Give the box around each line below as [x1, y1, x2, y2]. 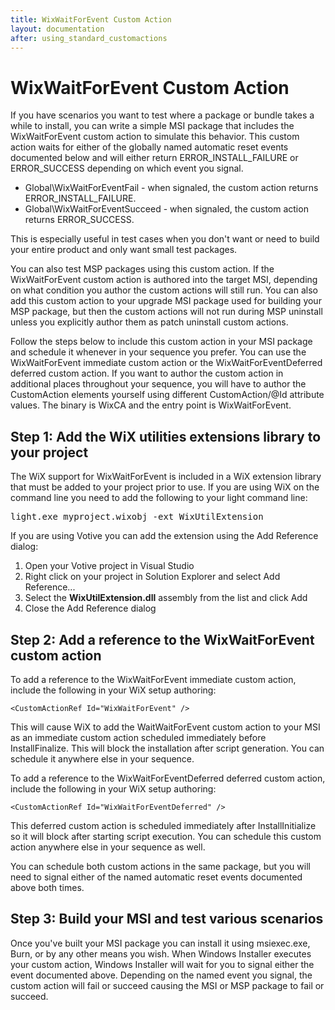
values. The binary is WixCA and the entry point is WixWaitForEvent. [10, 399, 292, 411]
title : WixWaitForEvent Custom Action [10, 14, 172, 25]
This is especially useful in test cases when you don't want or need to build [10, 233, 320, 245]
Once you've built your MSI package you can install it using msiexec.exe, [10, 937, 311, 949]
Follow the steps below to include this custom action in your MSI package [10, 336, 313, 348]
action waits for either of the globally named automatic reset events [10, 141, 289, 153]
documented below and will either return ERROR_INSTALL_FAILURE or [10, 152, 299, 164]
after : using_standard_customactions [10, 33, 168, 43]
